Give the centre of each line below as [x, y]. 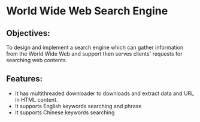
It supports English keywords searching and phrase [78, 106]
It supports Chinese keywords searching [65, 112]
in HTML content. [36, 99]
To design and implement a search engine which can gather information [95, 47]
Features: [25, 79]
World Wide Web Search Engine [87, 11]
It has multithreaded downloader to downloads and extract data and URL [104, 93]
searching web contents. [37, 60]
